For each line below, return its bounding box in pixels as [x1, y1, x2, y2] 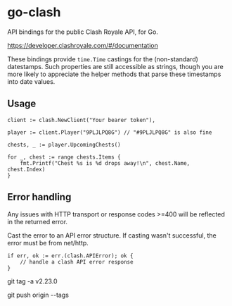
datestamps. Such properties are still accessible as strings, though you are [7, 62, 224, 71]
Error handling [7, 191, 72, 203]
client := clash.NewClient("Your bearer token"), [7, 116, 156, 123]
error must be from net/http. [7, 238, 89, 247]
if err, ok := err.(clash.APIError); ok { [7, 252, 134, 259]
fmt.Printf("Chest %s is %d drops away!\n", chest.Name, [20, 159, 191, 166]
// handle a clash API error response [20, 258, 134, 265]
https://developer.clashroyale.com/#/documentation [7, 41, 158, 49]
